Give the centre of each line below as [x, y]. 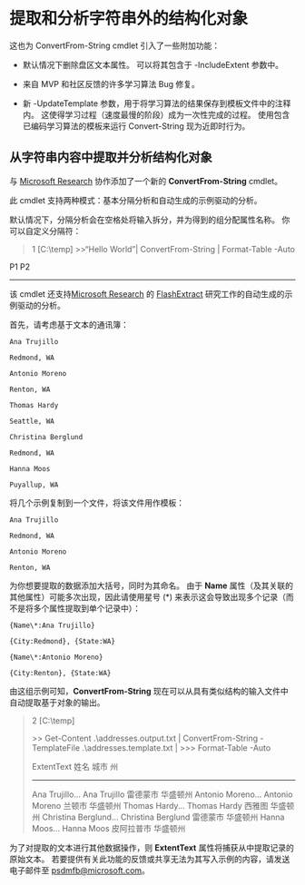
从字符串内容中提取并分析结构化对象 [111, 157]
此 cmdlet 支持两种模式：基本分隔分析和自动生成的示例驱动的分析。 [136, 200]
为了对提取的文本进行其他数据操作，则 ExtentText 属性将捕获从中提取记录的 [152, 847]
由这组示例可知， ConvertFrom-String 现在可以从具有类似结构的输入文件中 [149, 691]
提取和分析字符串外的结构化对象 [129, 19]
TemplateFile [55, 747]
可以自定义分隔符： [45, 231]
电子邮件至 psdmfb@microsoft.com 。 [79, 870]
